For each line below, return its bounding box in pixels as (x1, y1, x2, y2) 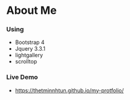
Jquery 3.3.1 (15, 45, 45, 52)
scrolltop (15, 58, 37, 65)
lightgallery (15, 52, 44, 59)
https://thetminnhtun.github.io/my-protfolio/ (15, 87, 124, 94)
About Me (6, 4, 57, 17)
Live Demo (6, 73, 38, 81)
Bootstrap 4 (15, 39, 45, 46)
